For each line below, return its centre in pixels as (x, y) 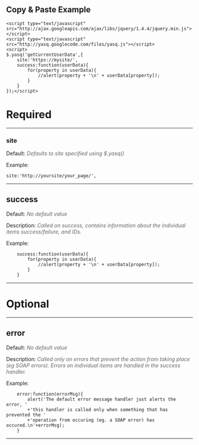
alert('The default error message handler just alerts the (102, 399)
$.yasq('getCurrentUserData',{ (45, 55)
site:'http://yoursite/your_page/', (51, 176)
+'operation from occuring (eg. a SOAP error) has (91, 420)
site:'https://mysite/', (47, 60)
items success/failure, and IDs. (44, 232)
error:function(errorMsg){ (50, 394)
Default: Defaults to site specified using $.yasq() (65, 153)
